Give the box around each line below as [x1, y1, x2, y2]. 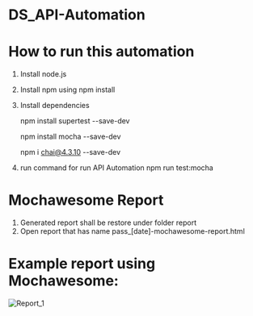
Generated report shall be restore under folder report [19, 218, 196, 227]
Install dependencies [19, 101, 91, 110]
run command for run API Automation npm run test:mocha [19, 163, 214, 173]
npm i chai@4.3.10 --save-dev [19, 148, 121, 157]
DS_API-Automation [8, 6, 145, 24]
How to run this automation [8, 43, 195, 61]
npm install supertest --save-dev [19, 116, 130, 126]
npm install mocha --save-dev [19, 131, 121, 142]
